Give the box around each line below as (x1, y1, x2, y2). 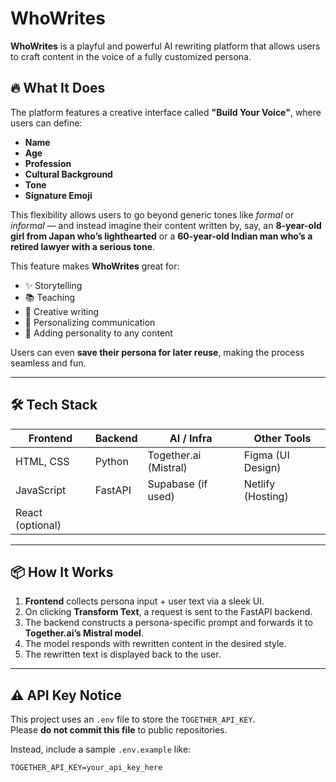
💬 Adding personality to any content (24, 327, 173, 339)
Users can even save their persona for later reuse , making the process (10, 346, 305, 358)
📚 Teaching (24, 291, 76, 303)
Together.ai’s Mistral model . (24, 627, 144, 639)
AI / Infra (169, 431, 213, 445)
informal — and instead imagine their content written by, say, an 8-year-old (10, 219, 322, 231)
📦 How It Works (10, 563, 114, 581)
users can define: (10, 117, 83, 129)
